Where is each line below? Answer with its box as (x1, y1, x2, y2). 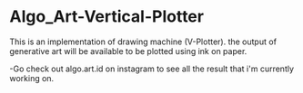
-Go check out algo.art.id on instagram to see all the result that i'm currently (9, 63, 294, 74)
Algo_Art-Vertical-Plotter (9, 6, 205, 27)
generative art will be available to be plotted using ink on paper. (9, 45, 247, 56)
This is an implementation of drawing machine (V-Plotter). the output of (9, 36, 278, 47)
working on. (9, 72, 55, 83)
